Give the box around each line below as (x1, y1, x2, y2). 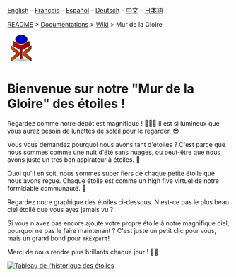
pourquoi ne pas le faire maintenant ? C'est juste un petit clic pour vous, (7, 226, 217, 235)
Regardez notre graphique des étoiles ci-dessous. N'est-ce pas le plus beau (7, 197, 230, 206)
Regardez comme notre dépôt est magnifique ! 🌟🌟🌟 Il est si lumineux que (7, 119, 220, 127)
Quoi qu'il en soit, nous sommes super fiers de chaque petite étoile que (7, 169, 216, 177)
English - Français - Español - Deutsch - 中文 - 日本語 (7, 6, 164, 14)
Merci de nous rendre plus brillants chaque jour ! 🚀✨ (7, 247, 159, 256)
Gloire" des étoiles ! (7, 96, 126, 112)
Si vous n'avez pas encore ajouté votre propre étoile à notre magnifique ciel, (7, 218, 230, 228)
